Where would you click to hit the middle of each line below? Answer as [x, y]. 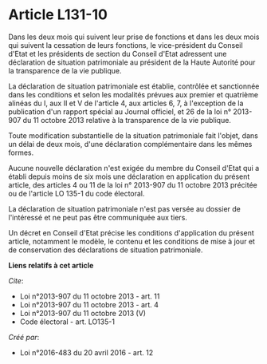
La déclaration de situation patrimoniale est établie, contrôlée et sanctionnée [134, 86]
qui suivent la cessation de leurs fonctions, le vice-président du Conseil [126, 45]
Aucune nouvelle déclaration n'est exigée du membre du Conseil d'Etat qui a [134, 168]
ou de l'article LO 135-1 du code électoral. [77, 193]
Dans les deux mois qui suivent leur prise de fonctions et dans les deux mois [134, 37]
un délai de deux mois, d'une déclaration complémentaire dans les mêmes [130, 144]
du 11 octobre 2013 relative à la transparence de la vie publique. [127, 120]
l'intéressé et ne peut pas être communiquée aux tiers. [98, 217]
